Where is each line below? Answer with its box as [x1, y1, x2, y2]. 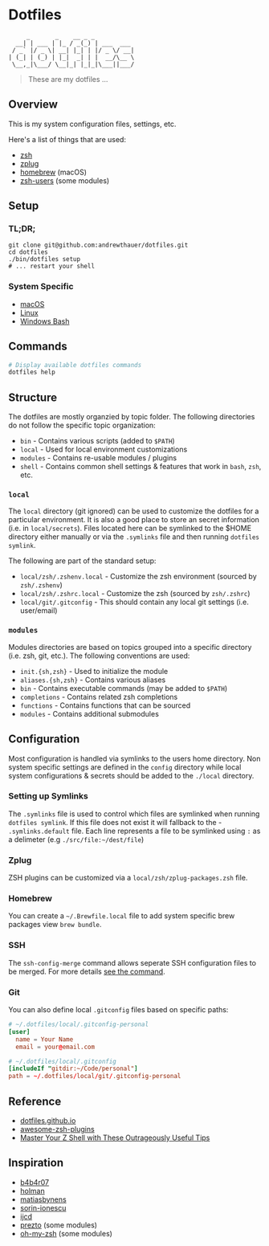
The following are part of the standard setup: [8, 556, 157, 566]
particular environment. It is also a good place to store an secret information [8, 515, 259, 525]
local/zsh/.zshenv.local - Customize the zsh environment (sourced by [19, 572, 257, 582]
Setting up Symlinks [8, 790, 88, 802]
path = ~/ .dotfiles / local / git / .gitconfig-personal [8, 1072, 181, 1081]
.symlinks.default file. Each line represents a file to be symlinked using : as [8, 826, 261, 835]
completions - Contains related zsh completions [19, 692, 178, 701]
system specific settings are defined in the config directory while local [8, 762, 242, 772]
